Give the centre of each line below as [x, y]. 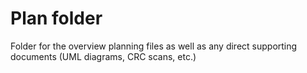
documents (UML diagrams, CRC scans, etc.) [103, 56]
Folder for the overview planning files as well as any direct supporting [154, 46]
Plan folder [56, 18]
